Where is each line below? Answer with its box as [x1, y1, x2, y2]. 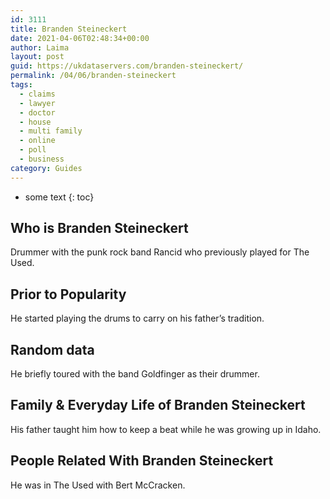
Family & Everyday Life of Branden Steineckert [10, 397, 306, 414]
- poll [19, 145, 47, 155]
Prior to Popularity [10, 286, 127, 303]
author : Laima [10, 42, 70, 53]
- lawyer [19, 98, 56, 108]
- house [19, 117, 52, 127]
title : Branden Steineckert [10, 24, 128, 34]
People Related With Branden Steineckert [10, 452, 274, 470]
